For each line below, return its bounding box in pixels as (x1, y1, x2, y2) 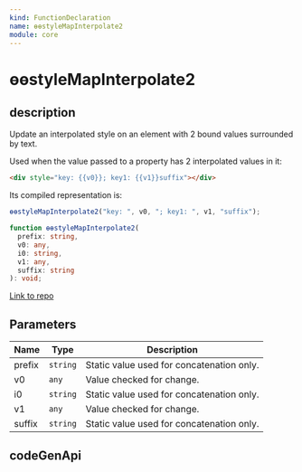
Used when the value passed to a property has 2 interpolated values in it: (9, 156, 282, 167)
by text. (9, 138, 38, 149)
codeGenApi (9, 448, 81, 464)
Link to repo (9, 290, 54, 301)
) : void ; (9, 274, 42, 283)
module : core (9, 30, 59, 39)
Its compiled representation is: (9, 190, 123, 201)
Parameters (9, 316, 77, 332)
